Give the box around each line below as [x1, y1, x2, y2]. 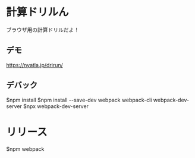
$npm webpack [6, 145, 45, 152]
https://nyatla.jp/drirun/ [6, 61, 64, 68]
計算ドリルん [6, 5, 70, 19]
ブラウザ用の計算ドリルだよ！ [6, 26, 79, 33]
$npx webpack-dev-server [23, 102, 89, 110]
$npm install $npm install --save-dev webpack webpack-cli [6, 96, 152, 103]
